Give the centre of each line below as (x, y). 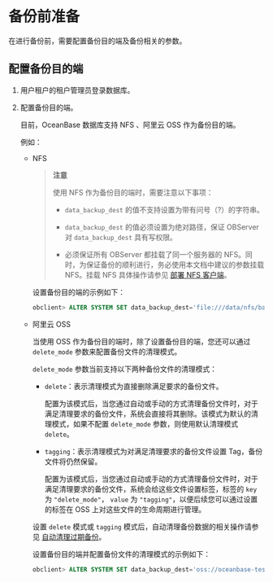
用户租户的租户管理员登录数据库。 (77, 90)
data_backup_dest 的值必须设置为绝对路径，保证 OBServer (162, 227)
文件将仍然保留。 (73, 462)
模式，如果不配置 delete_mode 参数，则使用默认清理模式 (145, 423)
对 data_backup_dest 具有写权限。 (121, 237)
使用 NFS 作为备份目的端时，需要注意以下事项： (133, 192)
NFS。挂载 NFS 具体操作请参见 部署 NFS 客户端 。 (148, 274)
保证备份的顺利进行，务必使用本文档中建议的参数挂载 (175, 265)
